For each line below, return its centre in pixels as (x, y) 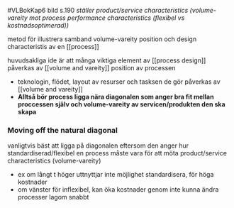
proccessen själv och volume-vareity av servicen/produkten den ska (121, 104)
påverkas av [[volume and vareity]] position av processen (91, 68)
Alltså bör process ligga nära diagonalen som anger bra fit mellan (116, 97)
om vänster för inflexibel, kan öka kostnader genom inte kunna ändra (118, 190)
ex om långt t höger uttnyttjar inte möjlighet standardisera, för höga (116, 175)
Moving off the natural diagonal (63, 130)
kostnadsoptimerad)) (38, 25)
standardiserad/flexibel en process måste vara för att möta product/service (117, 153)
